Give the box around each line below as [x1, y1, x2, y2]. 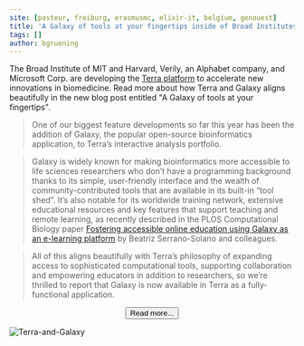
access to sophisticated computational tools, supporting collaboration [31, 260, 292, 272]
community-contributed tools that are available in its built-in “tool [31, 185, 274, 196]
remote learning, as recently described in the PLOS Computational [31, 214, 279, 225]
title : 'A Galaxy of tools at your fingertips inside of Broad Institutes [9, 22, 298, 31]
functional [31, 289, 70, 300]
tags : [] [9, 30, 43, 39]
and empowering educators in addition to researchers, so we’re [31, 270, 269, 281]
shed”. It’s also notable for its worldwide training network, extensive [31, 195, 284, 206]
